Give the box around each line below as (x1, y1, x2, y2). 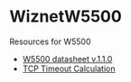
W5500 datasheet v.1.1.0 (22, 53, 113, 64)
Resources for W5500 (9, 36, 91, 47)
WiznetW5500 (9, 6, 122, 27)
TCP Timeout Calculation (22, 63, 116, 74)
